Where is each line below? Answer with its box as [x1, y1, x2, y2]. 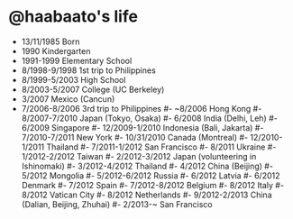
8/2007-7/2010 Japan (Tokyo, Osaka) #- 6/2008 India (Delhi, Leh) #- [21, 113, 279, 123]
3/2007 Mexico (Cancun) [21, 93, 115, 105]
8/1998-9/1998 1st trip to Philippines [21, 65, 157, 76]
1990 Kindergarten [21, 45, 91, 56]
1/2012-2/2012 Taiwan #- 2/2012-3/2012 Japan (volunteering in [21, 151, 257, 161]
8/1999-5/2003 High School [21, 74, 126, 85]
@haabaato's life [8, 6, 139, 27]
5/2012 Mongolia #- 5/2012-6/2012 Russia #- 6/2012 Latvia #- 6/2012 [21, 169, 280, 181]
